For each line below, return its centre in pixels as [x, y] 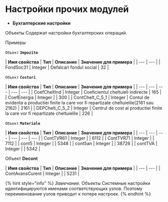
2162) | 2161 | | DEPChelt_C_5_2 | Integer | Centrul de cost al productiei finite [84, 108]
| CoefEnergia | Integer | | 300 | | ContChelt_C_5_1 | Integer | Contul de [77, 97]
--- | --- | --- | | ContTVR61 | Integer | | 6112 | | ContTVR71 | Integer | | [82, 138]
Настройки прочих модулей [67, 9]
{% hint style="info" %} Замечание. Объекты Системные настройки [78, 183]
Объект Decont [22, 158]
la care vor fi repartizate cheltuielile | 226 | [49, 113]
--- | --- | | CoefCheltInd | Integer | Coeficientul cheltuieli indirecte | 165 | [86, 92]
